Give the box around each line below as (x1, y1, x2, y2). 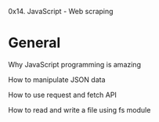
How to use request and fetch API (8, 90, 117, 99)
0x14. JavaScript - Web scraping (8, 7, 114, 16)
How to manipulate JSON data (8, 74, 106, 84)
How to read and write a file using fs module (8, 105, 151, 114)
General (8, 34, 61, 52)
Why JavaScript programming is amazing (8, 59, 141, 69)
